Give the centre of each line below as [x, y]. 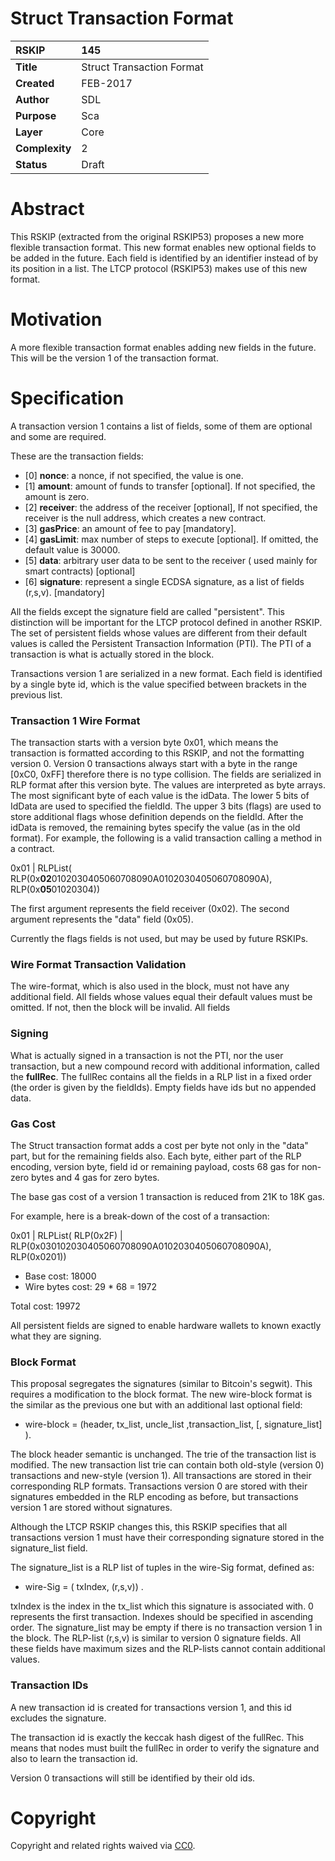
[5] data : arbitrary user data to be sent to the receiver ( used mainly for [171, 560]
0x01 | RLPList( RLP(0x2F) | [66, 1235]
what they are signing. [56, 1336]
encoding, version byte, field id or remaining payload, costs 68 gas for [155, 1166]
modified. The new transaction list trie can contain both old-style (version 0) [167, 1465]
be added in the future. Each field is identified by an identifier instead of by [164, 258]
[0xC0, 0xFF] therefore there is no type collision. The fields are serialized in [166, 774]
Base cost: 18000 [60, 1276]
